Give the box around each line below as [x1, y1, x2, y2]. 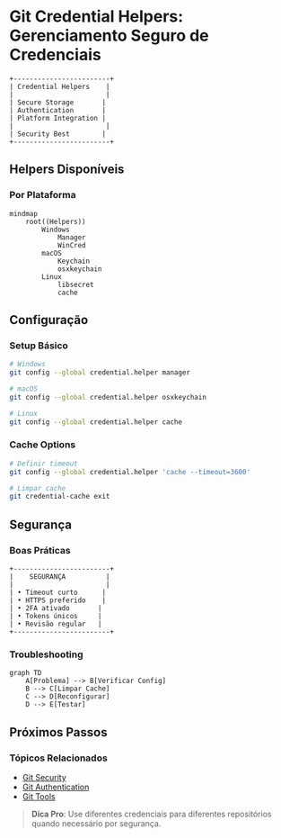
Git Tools [22, 791, 56, 802]
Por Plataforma [9, 189, 76, 202]
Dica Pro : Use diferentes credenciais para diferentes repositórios [31, 808, 272, 820]
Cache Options [9, 438, 76, 451]
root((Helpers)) [25, 217, 87, 226]
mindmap [9, 209, 39, 218]
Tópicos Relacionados [9, 752, 108, 764]
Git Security [22, 772, 67, 783]
